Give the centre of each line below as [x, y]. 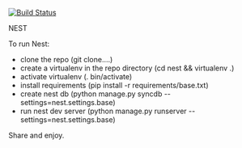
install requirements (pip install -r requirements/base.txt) [114, 85]
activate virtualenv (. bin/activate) [76, 76]
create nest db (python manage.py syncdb [91, 94]
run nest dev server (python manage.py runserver [104, 111]
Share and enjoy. [36, 135]
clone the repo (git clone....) [66, 59]
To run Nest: [29, 44]
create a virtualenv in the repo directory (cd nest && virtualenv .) [127, 68]
